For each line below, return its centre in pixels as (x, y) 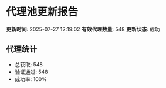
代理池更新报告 (42, 12)
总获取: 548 (28, 64)
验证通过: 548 (31, 72)
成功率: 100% (31, 79)
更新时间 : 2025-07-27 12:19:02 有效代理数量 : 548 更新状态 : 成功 (83, 29)
